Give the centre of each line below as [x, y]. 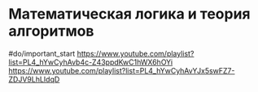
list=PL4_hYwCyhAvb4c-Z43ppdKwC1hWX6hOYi [91, 62]
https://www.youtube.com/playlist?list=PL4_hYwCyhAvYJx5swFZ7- [122, 70]
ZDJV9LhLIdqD [34, 79]
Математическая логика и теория [129, 14]
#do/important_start [42, 53]
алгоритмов [51, 31]
